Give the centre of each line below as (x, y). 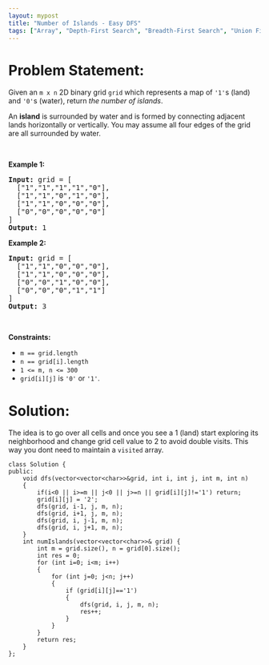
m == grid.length (49, 353)
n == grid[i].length (54, 362)
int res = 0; (59, 556)
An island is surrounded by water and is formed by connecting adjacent (127, 116)
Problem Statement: (76, 70)
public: (21, 472)
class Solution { (37, 465)
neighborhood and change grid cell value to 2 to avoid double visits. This (128, 441)
